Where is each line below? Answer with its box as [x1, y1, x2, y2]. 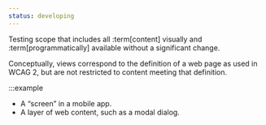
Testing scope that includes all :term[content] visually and [8, 34, 203, 44]
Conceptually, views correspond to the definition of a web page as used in [8, 58, 258, 68]
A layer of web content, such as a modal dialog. [20, 107, 181, 117]
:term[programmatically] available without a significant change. [8, 42, 220, 53]
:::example [8, 83, 43, 93]
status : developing [8, 11, 75, 20]
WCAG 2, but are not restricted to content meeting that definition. [8, 67, 228, 77]
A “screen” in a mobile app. [20, 98, 112, 108]
